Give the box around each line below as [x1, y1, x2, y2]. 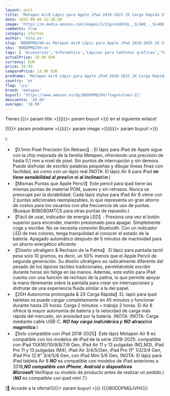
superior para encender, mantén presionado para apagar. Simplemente [12, 219, 161, 226]
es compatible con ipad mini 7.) [22, 375, 88, 381]
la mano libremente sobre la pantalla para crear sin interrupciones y [12, 280, 154, 286]
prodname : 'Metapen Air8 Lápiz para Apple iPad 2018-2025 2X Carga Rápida [5, 74, 166, 79]
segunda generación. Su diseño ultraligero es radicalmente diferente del [12, 258, 163, 265]
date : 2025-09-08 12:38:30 [5, 17, 62, 22]
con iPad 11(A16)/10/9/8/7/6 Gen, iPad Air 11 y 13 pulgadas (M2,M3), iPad [12, 342, 164, 348]
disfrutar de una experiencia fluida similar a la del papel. [12, 285, 130, 291]
